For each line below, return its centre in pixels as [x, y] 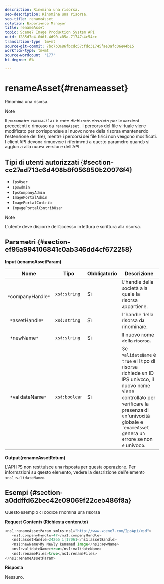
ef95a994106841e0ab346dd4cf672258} [69, 250]
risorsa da [133, 320]
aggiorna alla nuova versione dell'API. [43, 147]
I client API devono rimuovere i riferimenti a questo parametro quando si [77, 142]
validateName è [139, 355]
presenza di [135, 410]
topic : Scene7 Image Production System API [50, 32]
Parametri [20, 242]
